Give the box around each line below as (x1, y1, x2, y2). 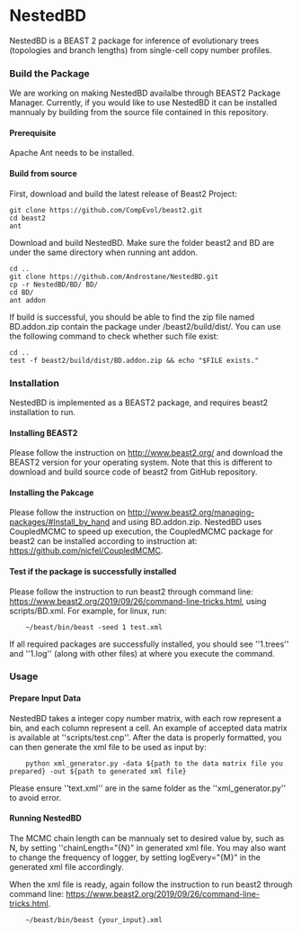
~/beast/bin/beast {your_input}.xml (25, 915, 164, 924)
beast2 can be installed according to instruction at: (9, 536, 198, 547)
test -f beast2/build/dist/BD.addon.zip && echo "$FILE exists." (9, 356, 259, 365)
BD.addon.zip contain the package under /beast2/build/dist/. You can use (9, 321, 281, 331)
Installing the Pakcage (9, 487, 94, 498)
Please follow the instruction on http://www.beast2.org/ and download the (9, 448, 283, 458)
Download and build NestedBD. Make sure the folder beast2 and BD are (9, 237, 275, 248)
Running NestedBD (9, 812, 83, 824)
